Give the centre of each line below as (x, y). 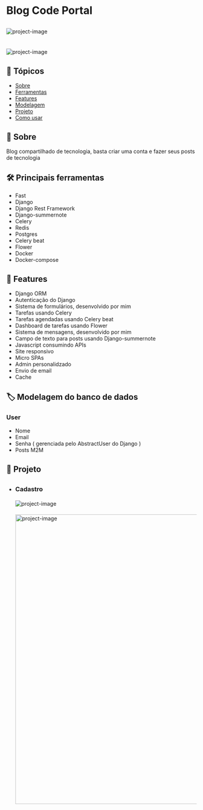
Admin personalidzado (43, 364)
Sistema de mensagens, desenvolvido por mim (73, 332)
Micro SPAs (29, 358)
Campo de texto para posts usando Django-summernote (85, 339)
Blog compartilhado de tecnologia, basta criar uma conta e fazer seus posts (101, 151)
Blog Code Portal (49, 11)
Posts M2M (29, 450)
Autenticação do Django (45, 300)
